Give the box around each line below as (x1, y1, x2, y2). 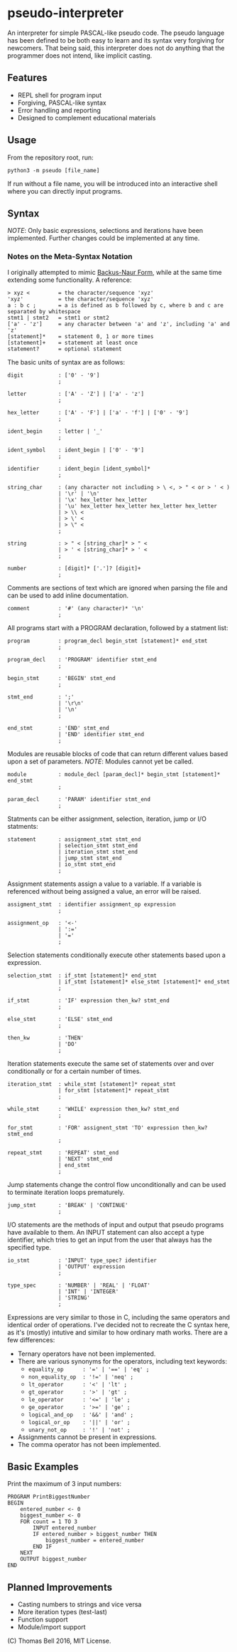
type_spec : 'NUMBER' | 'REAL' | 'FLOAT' (7, 1282, 151, 1289)
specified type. (7, 1243, 52, 1251)
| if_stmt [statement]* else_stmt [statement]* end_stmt (57, 978, 231, 986)
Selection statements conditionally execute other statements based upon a (7, 951, 226, 959)
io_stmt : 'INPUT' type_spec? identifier (7, 1257, 158, 1264)
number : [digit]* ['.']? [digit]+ (7, 565, 141, 572)
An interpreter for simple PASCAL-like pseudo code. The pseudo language (7, 28, 225, 37)
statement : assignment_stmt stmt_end (7, 835, 141, 843)
